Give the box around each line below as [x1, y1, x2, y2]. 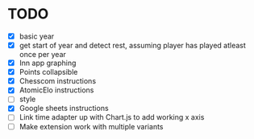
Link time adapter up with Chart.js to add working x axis [19, 112, 205, 122]
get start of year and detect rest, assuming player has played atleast [19, 41, 247, 50]
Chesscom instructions [19, 76, 97, 86]
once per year [19, 50, 66, 59]
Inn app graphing [19, 58, 77, 68]
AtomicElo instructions [19, 85, 94, 95]
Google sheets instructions [19, 104, 110, 113]
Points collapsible [19, 67, 78, 77]
